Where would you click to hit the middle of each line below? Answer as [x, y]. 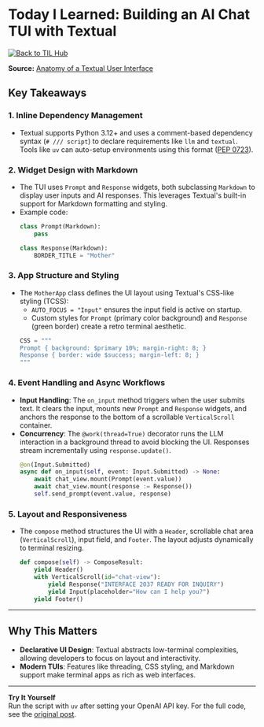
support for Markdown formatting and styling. [93, 203]
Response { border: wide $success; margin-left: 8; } [109, 355]
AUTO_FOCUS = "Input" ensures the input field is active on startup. [136, 310]
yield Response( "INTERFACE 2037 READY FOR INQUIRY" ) [136, 584]
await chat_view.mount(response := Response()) [113, 487]
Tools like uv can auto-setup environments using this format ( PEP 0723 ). [136, 149]
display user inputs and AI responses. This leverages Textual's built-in [133, 195]
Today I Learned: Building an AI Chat [129, 15]
